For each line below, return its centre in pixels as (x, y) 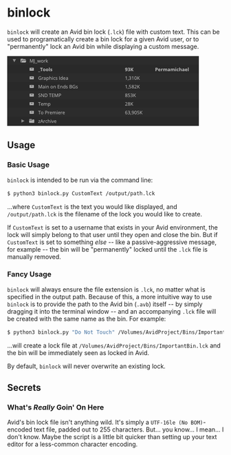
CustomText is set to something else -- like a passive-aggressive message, (112, 242)
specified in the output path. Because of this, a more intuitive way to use (110, 296)
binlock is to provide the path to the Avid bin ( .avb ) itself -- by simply (105, 304)
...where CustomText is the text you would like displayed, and (92, 206)
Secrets (24, 388)
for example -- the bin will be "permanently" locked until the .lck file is (108, 249)
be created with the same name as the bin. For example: (87, 318)
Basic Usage (29, 165)
